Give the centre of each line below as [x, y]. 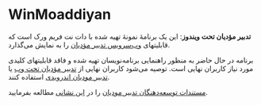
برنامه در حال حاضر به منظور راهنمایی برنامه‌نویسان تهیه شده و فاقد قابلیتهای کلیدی [131, 60]
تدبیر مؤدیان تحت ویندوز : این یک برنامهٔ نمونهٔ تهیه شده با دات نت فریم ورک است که [130, 36]
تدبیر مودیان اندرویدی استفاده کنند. [59, 77]
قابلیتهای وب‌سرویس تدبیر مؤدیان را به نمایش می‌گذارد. [89, 44]
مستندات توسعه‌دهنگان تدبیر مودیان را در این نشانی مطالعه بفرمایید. [108, 92]
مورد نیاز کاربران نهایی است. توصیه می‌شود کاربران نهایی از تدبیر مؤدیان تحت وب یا [131, 68]
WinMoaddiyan [60, 15]
